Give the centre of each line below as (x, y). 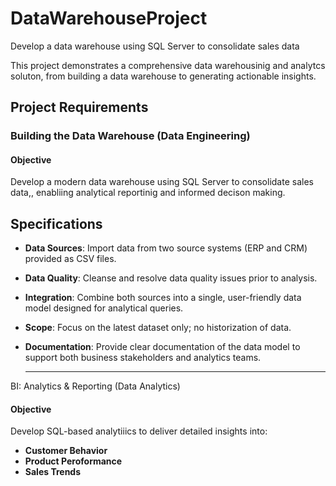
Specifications (56, 223)
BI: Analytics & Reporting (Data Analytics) (95, 386)
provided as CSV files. (70, 259)
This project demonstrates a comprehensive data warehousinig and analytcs (168, 65)
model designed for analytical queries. (104, 308)
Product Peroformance (73, 461)
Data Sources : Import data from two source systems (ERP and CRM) (166, 248)
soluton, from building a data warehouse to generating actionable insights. (163, 76)
